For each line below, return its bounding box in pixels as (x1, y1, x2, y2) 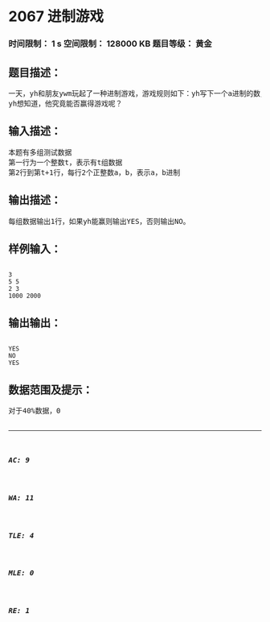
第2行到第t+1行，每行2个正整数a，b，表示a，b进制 (8, 168, 181, 177)
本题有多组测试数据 (8, 147, 72, 157)
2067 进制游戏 (8, 7, 104, 26)
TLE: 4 (8, 531, 35, 540)
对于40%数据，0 (8, 406, 61, 415)
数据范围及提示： (8, 383, 93, 396)
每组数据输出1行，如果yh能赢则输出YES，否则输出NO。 (8, 217, 190, 226)
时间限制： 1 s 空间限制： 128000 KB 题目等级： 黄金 (8, 38, 213, 49)
